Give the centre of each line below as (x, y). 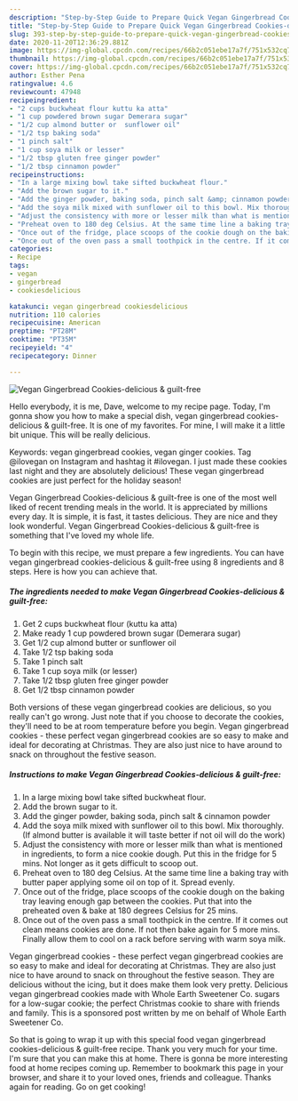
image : (21, 51)
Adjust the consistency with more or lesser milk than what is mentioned (153, 844)
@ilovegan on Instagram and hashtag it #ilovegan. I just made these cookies (148, 461)
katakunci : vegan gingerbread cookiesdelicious (99, 306)
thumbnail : (29, 59)
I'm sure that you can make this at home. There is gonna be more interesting (149, 1058)
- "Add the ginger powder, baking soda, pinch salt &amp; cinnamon (137, 200)
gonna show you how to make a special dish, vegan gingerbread (127, 415)
